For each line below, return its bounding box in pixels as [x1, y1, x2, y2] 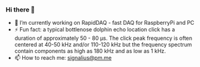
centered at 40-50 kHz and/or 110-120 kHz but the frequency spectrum [14, 41, 192, 48]
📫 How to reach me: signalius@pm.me [14, 54, 112, 62]
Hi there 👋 [5, 5, 36, 14]
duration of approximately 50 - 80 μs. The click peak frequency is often [14, 34, 193, 42]
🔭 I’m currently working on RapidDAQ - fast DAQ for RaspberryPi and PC [14, 19, 195, 27]
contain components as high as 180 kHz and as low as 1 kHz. [14, 48, 166, 55]
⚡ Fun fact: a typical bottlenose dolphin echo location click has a [14, 26, 175, 33]
